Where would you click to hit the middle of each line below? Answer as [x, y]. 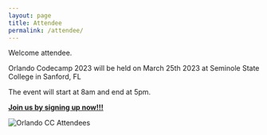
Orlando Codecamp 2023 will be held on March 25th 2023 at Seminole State [134, 68]
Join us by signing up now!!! [56, 107]
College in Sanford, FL [45, 77]
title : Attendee [35, 23]
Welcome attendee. [40, 53]
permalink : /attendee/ [46, 30]
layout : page [30, 15]
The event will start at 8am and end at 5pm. [80, 92]
